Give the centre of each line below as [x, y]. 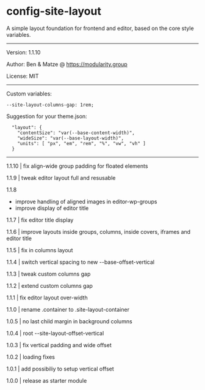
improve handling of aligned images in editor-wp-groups [86, 201]
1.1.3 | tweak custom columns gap [49, 274]
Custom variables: [29, 94]
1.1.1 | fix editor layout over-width [47, 298]
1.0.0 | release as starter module [47, 380]
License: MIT [23, 76]
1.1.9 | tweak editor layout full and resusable [61, 178]
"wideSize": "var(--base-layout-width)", [70, 138]
